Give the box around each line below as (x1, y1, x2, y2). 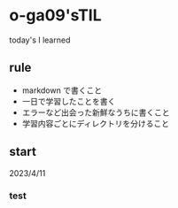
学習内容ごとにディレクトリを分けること (21, 118, 170, 128)
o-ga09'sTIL (9, 5, 102, 26)
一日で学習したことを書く (21, 96, 116, 106)
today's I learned (9, 35, 71, 45)
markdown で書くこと (21, 85, 103, 96)
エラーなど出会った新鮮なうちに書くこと (21, 107, 170, 118)
